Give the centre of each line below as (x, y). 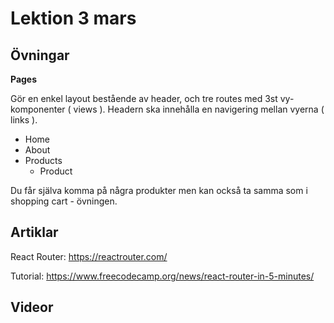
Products (43, 160)
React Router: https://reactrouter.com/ (89, 256)
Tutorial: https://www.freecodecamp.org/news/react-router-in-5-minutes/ (162, 276)
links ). (24, 120)
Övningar (40, 55)
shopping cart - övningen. (64, 201)
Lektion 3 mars (73, 18)
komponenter (38, 109)
